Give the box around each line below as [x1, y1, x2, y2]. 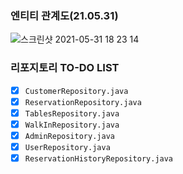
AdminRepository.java [24, 131, 115, 141]
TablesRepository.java [24, 108, 120, 119]
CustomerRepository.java [24, 86, 129, 96]
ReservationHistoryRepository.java [24, 153, 174, 164]
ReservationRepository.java [24, 97, 142, 107]
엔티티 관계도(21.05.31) [10, 8, 119, 22]
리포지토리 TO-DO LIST [10, 61, 120, 75]
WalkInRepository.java [24, 120, 120, 130]
